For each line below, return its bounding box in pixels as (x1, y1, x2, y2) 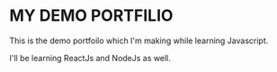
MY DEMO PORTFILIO (9, 5, 174, 26)
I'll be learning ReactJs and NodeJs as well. (9, 52, 171, 63)
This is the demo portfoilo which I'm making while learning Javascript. (9, 35, 269, 46)
